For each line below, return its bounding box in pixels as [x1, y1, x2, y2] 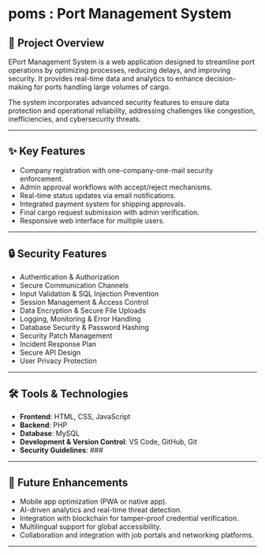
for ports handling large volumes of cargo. [33, 82, 171, 92]
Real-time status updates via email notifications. [19, 190, 176, 200]
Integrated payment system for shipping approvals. [19, 199, 186, 208]
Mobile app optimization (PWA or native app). [19, 497, 168, 506]
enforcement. [19, 174, 64, 183]
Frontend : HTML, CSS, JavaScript [19, 412, 131, 422]
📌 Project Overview [8, 36, 105, 50]
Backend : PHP [19, 420, 68, 430]
